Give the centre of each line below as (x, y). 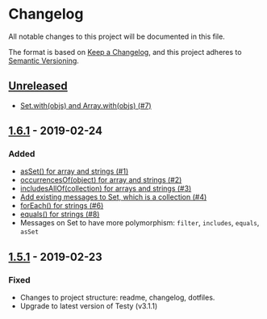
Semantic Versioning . (44, 61)
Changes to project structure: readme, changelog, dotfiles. (117, 298)
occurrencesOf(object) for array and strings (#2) (101, 180)
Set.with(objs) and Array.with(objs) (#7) (86, 105)
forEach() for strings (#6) (62, 206)
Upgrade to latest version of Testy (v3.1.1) (89, 306)
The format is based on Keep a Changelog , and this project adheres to (125, 52)
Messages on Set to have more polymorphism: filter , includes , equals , (140, 223)
